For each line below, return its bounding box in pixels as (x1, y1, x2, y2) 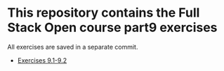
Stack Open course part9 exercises (7, 19, 218, 35)
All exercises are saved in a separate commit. (7, 42, 138, 51)
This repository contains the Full (7, 5, 200, 21)
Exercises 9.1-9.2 (17, 56, 67, 64)
